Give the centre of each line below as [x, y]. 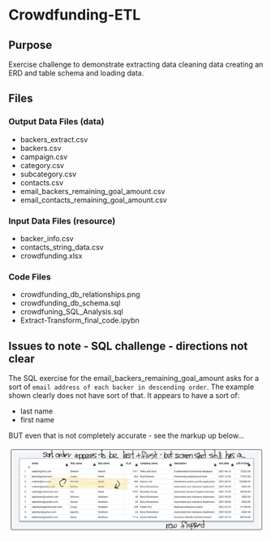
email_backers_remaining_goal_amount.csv [92, 191]
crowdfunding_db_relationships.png [80, 295]
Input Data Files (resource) [62, 221]
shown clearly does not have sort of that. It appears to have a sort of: [124, 396]
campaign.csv [44, 157]
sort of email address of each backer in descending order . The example [131, 387]
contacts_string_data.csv [62, 247]
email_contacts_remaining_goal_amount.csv [94, 200]
